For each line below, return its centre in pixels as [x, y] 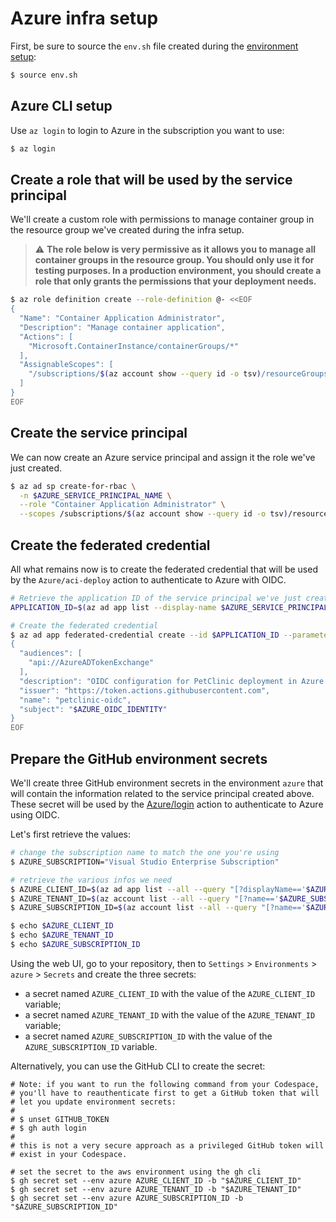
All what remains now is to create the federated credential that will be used [164, 569]
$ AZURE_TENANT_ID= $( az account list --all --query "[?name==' [145, 898]
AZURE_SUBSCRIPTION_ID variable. [91, 1046]
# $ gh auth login [48, 1128]
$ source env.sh [44, 75]
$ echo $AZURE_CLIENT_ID [62, 926]
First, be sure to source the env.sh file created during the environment [154, 46]
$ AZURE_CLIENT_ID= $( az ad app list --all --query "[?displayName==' [158, 889]
